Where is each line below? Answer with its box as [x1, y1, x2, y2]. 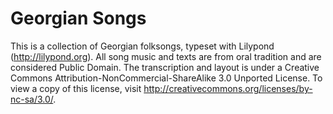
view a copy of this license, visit [10, 82, 142, 94]
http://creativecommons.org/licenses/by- [143, 82, 313, 94]
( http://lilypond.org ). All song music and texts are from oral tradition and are [10, 50, 322, 62]
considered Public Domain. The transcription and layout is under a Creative [10, 61, 320, 73]
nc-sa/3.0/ [10, 93, 54, 105]
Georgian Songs [10, 7, 147, 30]
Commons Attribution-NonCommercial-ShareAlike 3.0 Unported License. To [10, 72, 323, 84]
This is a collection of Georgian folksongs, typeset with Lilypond [10, 40, 275, 52]
